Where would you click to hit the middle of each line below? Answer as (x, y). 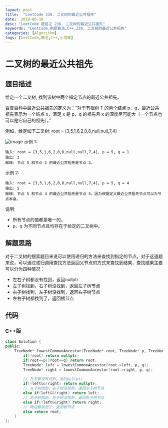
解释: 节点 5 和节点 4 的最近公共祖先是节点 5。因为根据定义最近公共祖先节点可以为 (81, 193)
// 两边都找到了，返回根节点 (49, 407)
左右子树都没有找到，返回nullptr (45, 279)
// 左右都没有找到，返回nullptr (53, 379)
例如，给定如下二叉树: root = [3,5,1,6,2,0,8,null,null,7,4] (61, 131)
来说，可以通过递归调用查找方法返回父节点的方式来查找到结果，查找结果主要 (84, 262)
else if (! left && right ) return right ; (62, 402)
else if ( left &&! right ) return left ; (61, 393)
